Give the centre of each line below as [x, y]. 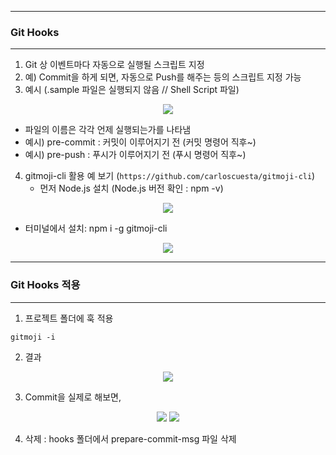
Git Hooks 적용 [45, 285]
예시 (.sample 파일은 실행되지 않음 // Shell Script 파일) [132, 90]
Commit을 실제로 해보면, [73, 397]
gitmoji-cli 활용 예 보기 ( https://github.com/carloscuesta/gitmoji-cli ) [170, 176]
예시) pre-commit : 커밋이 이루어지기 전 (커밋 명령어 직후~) [140, 142]
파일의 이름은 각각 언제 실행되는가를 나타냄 [108, 130]
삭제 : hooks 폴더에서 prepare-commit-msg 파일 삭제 [130, 438]
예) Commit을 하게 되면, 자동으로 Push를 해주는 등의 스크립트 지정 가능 [163, 77]
